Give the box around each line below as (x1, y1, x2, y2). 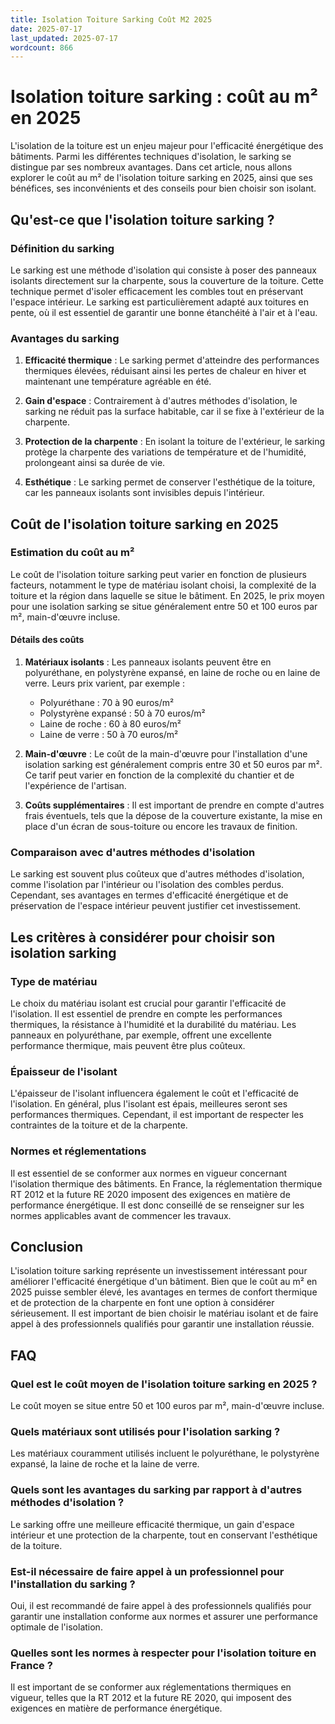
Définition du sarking (10, 241, 115, 255)
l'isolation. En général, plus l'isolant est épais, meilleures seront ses (10, 1098, 288, 1110)
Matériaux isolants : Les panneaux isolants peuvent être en (24, 656, 272, 668)
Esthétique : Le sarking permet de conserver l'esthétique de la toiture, (24, 476, 316, 488)
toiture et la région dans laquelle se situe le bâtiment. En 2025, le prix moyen (10, 589, 325, 601)
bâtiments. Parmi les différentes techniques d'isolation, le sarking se (10, 151, 292, 163)
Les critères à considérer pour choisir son (10, 929, 276, 946)
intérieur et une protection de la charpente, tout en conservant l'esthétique (10, 1529, 318, 1541)
